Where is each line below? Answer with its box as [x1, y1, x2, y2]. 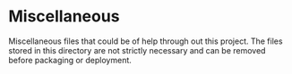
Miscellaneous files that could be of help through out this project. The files [8, 36, 283, 46]
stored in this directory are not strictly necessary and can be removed [8, 45, 266, 55]
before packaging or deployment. [8, 54, 132, 65]
